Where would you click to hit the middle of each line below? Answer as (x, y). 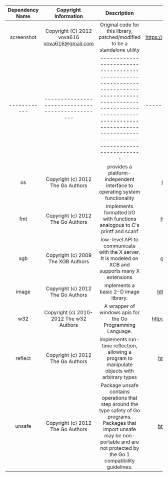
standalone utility (119, 50)
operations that (119, 398)
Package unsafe (120, 385)
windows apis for (119, 312)
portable (110, 442)
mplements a (119, 285)
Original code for (119, 25)
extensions (119, 277)
